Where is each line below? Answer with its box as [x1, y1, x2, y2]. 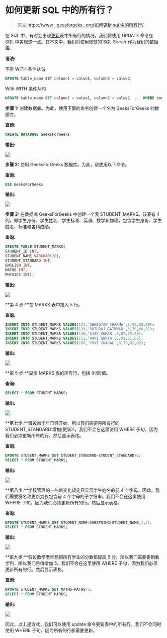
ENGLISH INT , [5, 263, 32, 268]
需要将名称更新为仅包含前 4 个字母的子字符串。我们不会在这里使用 [9, 493, 146, 499]
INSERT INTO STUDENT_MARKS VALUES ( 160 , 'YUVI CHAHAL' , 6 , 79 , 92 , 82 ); [5, 341, 146, 346]
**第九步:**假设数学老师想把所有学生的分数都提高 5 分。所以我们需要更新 [5, 554, 156, 560]
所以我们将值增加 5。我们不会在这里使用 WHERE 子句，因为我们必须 [18, 560, 158, 566]
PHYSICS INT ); [5, 272, 35, 277]
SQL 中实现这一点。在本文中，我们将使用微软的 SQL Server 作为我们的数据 [5, 38, 159, 45]
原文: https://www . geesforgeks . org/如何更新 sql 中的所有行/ [17, 22, 144, 28]
